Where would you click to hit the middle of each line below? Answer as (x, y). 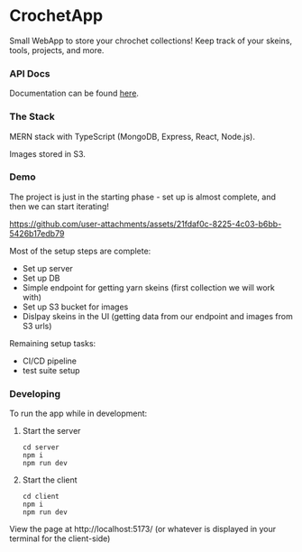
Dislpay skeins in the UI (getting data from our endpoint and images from (157, 316)
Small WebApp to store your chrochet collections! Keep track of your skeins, (151, 41)
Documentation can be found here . (74, 93)
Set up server (48, 268)
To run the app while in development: (78, 414)
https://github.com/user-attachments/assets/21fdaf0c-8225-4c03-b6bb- (146, 224)
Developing (35, 393)
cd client (41, 497)
